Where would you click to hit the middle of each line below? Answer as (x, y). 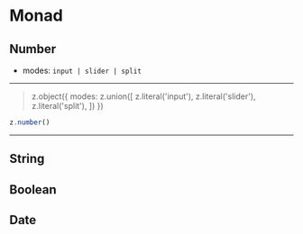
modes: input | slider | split (82, 70)
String (27, 159)
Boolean (33, 189)
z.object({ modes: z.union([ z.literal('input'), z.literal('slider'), (143, 96)
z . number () (30, 122)
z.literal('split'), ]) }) (67, 106)
